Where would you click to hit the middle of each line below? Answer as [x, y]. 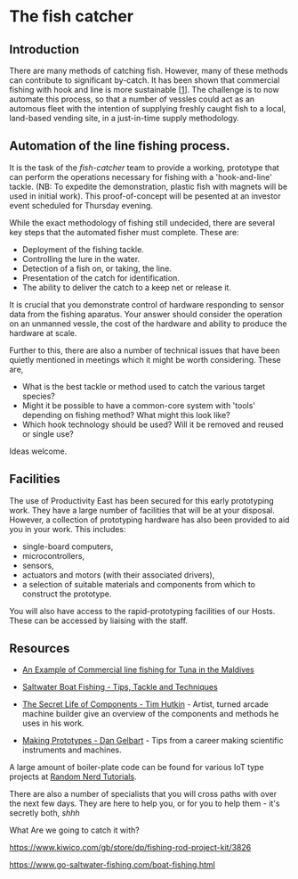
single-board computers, [68, 546]
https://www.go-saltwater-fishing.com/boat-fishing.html [112, 865]
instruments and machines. [72, 750]
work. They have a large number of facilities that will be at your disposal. [142, 510]
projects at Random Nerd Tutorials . [73, 776]
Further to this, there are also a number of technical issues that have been [145, 350]
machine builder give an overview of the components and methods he [150, 714]
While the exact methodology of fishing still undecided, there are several [142, 222]
